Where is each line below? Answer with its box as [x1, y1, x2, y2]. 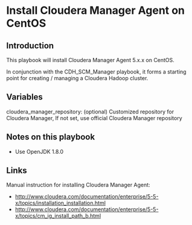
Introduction [6, 40, 54, 51]
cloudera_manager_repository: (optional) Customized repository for [6, 108, 174, 115]
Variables [6, 92, 43, 103]
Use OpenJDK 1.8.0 [14, 148, 64, 155]
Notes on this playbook [6, 132, 95, 142]
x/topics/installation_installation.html [14, 200, 106, 207]
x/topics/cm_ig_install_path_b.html [14, 212, 101, 220]
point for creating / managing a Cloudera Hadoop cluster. [6, 75, 149, 81]
